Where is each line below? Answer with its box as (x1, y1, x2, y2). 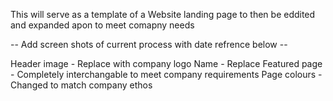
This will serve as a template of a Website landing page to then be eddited (10, 9, 316, 20)
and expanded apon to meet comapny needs (10, 19, 195, 31)
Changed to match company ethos (10, 79, 153, 91)
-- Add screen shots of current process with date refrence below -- (10, 39, 288, 50)
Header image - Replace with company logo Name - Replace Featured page (10, 58, 323, 69)
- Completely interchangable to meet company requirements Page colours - (10, 69, 323, 80)
